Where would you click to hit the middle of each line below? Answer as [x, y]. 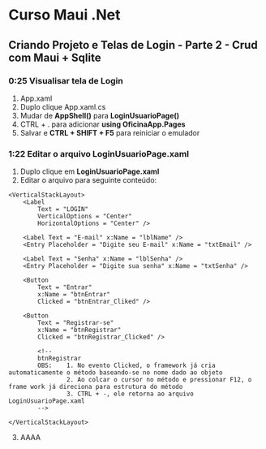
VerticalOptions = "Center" [85, 217]
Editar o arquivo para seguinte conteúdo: [88, 180]
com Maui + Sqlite [55, 57]
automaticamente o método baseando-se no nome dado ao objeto [116, 373]
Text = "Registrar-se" [76, 323]
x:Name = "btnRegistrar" [79, 330]
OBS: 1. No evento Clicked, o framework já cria [127, 366]
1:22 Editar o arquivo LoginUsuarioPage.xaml [99, 153]
